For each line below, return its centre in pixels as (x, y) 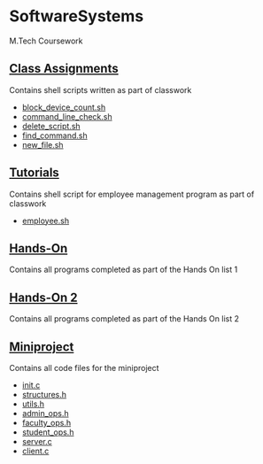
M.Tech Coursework (46, 41)
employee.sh (45, 220)
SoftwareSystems (77, 16)
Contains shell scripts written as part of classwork (101, 89)
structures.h (44, 394)
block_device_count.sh (64, 107)
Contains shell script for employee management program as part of (132, 194)
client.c (35, 451)
